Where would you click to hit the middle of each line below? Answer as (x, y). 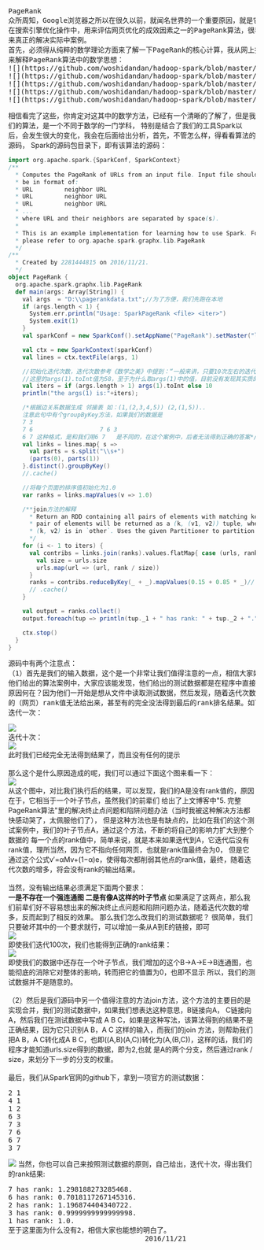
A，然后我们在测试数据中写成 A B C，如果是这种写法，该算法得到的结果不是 (131, 1020)
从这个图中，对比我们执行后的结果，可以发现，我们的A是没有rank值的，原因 (131, 791)
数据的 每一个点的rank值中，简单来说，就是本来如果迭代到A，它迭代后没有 (129, 840)
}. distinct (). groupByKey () (66, 466)
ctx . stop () (40, 633)
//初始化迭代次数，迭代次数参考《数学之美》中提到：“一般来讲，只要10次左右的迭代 (139, 372)
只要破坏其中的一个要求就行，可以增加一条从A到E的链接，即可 (109, 927)
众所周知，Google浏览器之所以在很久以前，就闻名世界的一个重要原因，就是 (131, 20)
